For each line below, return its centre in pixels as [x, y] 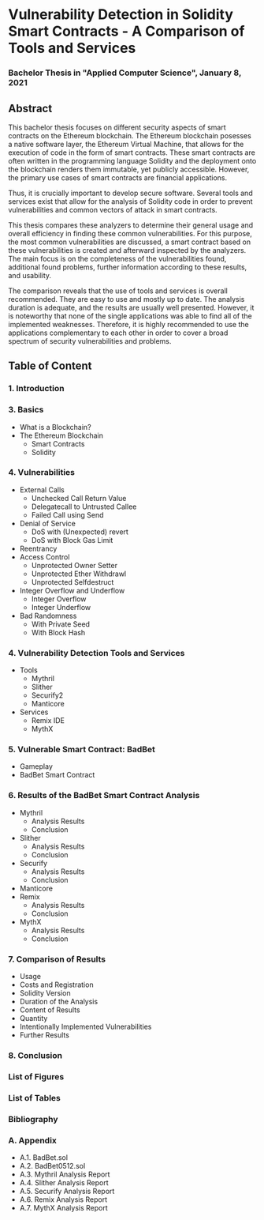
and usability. [30, 275]
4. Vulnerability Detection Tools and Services [97, 653]
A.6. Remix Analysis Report [63, 1199]
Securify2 [47, 695]
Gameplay [36, 766]
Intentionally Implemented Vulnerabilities [86, 1027]
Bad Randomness [48, 616]
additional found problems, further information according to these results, [128, 267]
